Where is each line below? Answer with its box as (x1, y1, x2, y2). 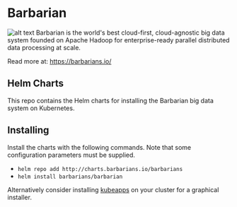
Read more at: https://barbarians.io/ (7, 57, 112, 65)
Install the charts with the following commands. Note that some (7, 143, 192, 151)
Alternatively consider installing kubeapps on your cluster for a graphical (7, 185, 219, 194)
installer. (7, 193, 32, 201)
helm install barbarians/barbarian (17, 173, 123, 180)
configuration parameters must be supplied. (7, 150, 136, 159)
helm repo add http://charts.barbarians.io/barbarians (17, 165, 183, 172)
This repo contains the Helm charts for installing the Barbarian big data (7, 96, 214, 105)
